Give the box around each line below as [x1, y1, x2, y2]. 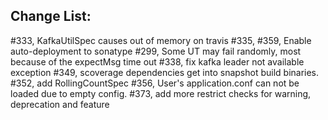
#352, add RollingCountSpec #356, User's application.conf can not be [10, 77, 300, 89]
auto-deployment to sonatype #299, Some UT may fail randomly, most [10, 45, 302, 57]
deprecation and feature [10, 98, 110, 110]
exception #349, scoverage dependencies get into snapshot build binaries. [10, 66, 320, 78]
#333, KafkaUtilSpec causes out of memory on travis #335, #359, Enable [10, 34, 312, 46]
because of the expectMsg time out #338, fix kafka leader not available [10, 55, 305, 68]
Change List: [10, 8, 92, 25]
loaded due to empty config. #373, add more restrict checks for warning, [10, 87, 312, 99]
